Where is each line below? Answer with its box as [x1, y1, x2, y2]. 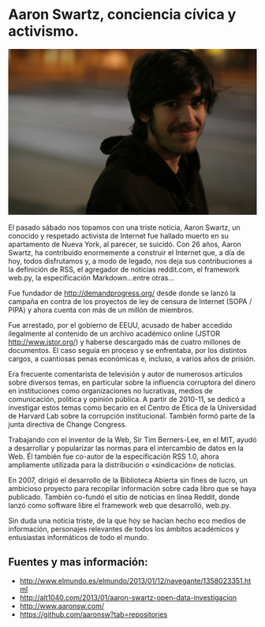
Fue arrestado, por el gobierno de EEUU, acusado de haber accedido [8, 320, 233, 329]
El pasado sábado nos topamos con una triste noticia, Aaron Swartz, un [8, 223, 241, 232]
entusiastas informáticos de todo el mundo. [8, 532, 150, 542]
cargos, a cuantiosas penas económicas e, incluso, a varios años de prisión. [8, 354, 256, 363]
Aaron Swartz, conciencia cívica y [8, 6, 237, 24]
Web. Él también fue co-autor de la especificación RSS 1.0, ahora [8, 452, 219, 461]
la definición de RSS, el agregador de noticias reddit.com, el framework [8, 265, 241, 274]
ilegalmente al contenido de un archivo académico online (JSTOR [8, 329, 221, 338]
